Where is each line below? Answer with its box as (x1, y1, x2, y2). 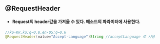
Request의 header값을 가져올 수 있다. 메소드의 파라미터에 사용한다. (12, 19, 140, 24)
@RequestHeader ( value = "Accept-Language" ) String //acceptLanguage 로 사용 (5, 34, 155, 39)
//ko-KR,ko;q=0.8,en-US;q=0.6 (5, 30, 67, 35)
